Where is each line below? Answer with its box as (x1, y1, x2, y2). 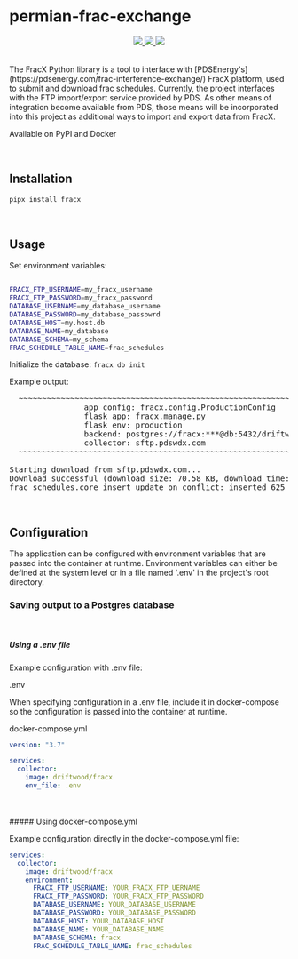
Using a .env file (9, 640, 71, 651)
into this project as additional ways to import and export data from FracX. (9, 111, 277, 122)
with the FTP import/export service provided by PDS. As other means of (9, 92, 272, 103)
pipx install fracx (9, 195, 82, 204)
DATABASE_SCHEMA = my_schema (9, 335, 109, 344)
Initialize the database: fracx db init (9, 359, 145, 370)
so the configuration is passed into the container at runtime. (9, 706, 228, 716)
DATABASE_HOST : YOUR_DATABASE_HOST (32, 916, 165, 925)
